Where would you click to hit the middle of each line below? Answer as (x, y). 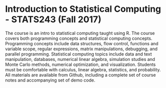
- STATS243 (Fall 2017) (53, 19)
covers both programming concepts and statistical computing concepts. (79, 38)
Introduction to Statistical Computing (83, 9)
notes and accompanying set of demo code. (50, 80)
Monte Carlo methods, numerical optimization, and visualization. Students (81, 64)
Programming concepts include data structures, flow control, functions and (82, 43)
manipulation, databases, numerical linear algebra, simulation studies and (80, 59)
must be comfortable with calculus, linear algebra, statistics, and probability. (83, 69)
